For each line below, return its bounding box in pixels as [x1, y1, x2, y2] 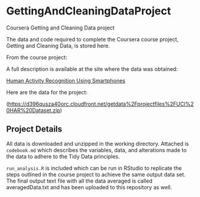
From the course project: [6, 53, 68, 61]
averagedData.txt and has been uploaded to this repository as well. [6, 183, 172, 190]
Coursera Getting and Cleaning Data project [6, 24, 115, 31]
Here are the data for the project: [6, 88, 88, 95]
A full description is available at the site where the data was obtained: [6, 65, 178, 73]
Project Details [6, 124, 62, 135]
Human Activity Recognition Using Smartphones [6, 77, 126, 84]
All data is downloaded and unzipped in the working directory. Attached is [6, 140, 189, 147]
